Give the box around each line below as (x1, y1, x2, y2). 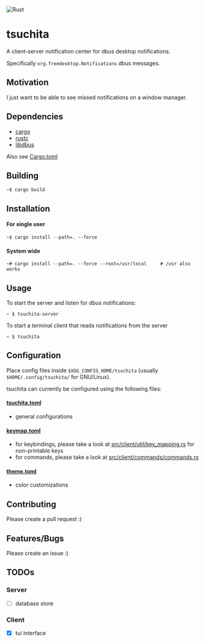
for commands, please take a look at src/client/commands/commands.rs (15, 453, 199, 461)
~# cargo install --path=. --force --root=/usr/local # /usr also (6, 261, 191, 267)
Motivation (6, 77, 49, 88)
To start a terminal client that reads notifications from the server (6, 321, 168, 329)
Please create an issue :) (6, 550, 69, 557)
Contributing (6, 499, 56, 509)
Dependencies (6, 111, 63, 122)
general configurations (15, 413, 73, 420)
